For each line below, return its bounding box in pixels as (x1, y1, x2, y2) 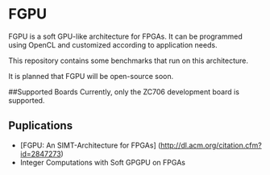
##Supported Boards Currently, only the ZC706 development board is (8, 86, 240, 97)
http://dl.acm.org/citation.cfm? (160, 140, 262, 150)
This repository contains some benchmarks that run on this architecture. (8, 56, 248, 65)
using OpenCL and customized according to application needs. (8, 40, 218, 49)
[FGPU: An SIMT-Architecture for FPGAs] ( (19, 140, 161, 150)
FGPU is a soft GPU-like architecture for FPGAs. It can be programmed (8, 31, 243, 41)
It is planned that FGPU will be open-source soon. (8, 71, 174, 81)
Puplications (8, 119, 73, 133)
